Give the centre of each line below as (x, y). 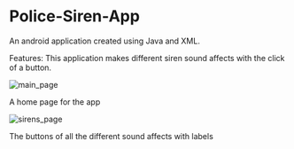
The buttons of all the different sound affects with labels (112, 136)
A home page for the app (55, 102)
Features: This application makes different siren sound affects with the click (147, 58)
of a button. (30, 67)
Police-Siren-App (74, 16)
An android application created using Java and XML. (105, 41)
